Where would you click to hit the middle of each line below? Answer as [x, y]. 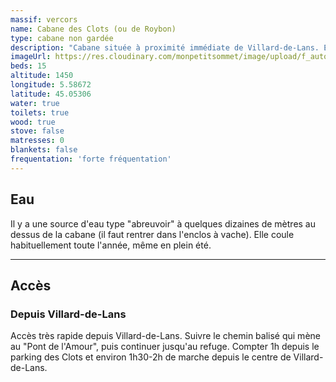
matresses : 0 [37, 141]
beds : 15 [28, 66]
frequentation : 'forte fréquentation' [91, 159]
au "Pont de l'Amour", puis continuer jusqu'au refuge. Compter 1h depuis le [165, 347]
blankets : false [44, 150]
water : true [35, 103]
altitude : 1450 [42, 76]
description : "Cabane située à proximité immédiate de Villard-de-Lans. [165, 47]
